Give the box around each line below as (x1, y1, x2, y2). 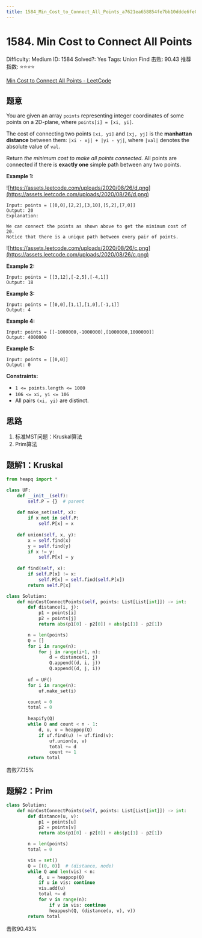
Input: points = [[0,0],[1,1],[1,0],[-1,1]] (6, 302, 120, 308)
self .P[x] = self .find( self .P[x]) (38, 576, 125, 583)
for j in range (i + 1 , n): (38, 648, 101, 655)
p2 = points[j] (38, 615, 77, 622)
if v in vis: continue (49, 902, 106, 908)
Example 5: (6, 345, 35, 352)
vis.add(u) (38, 886, 66, 892)
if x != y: (28, 548, 55, 554)
